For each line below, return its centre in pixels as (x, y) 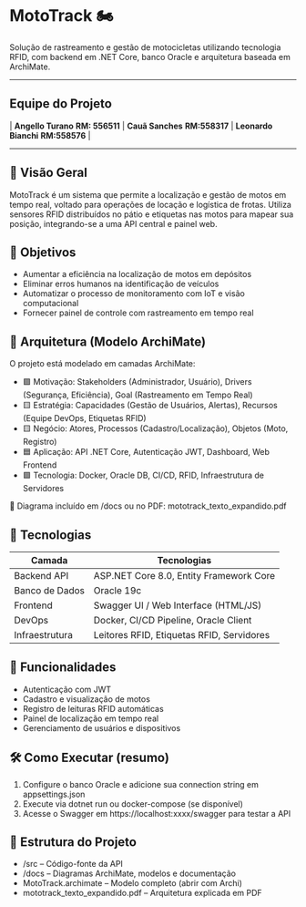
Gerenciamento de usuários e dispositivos (102, 727)
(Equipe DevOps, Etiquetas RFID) (85, 418)
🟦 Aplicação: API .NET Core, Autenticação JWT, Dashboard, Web (146, 452)
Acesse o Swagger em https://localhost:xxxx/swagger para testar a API (157, 813)
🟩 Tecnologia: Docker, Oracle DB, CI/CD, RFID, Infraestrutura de (143, 475)
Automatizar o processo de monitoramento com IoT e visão (134, 294)
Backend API (41, 576)
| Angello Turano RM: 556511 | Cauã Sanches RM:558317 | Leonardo (141, 126)
